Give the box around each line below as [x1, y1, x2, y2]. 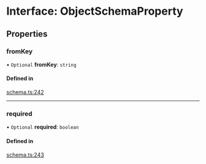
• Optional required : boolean [6, 124, 79, 131]
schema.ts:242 [6, 89, 44, 96]
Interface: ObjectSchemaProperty [6, 4, 183, 18]
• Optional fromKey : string [6, 61, 77, 68]
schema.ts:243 [6, 151, 44, 158]
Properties [6, 29, 48, 39]
